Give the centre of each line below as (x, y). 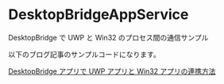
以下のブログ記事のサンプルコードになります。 (84, 54)
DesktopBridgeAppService (98, 15)
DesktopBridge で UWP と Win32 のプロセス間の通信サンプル (108, 37)
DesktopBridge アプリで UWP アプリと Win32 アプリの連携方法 (112, 71)
